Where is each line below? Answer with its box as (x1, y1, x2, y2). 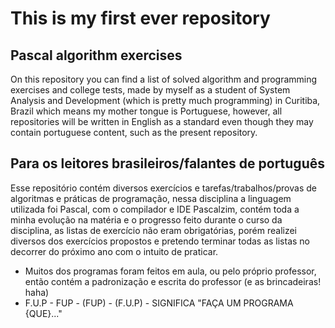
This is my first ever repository (10, 7, 271, 30)
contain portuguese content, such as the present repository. (10, 127, 258, 138)
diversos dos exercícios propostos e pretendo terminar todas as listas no (10, 235, 311, 247)
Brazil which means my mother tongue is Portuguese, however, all (10, 105, 283, 117)
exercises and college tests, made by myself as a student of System (10, 84, 291, 96)
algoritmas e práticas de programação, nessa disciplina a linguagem (10, 192, 292, 204)
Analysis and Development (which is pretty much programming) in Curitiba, (10, 95, 321, 106)
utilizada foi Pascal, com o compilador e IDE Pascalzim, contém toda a (10, 203, 300, 215)
